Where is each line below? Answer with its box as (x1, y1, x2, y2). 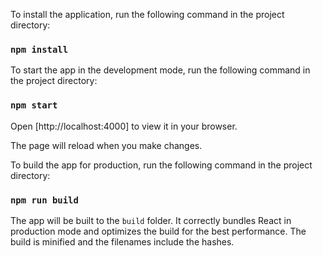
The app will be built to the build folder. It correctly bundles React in (10, 214, 292, 226)
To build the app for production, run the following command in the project (10, 159, 313, 171)
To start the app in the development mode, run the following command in (10, 64, 311, 76)
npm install (10, 44, 69, 55)
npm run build (10, 194, 79, 206)
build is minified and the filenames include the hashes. (10, 235, 235, 248)
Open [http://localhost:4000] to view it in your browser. (10, 120, 238, 132)
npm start (10, 100, 58, 111)
